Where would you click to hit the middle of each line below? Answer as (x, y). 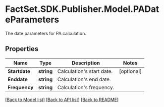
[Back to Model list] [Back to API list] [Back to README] (62, 100)
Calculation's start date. (85, 71)
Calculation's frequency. (86, 87)
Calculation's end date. (84, 79)
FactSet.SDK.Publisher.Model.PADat (82, 9)
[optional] (130, 71)
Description (86, 63)
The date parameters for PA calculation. (46, 33)
